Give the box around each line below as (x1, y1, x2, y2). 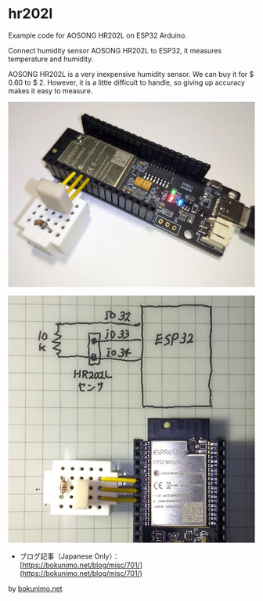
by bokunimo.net (8, 584, 63, 593)
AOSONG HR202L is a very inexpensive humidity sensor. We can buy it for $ (8, 69, 254, 78)
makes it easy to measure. (8, 86, 93, 95)
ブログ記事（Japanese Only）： (19, 551, 120, 561)
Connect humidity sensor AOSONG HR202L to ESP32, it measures (8, 46, 222, 55)
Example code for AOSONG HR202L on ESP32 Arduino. (8, 31, 188, 40)
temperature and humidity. (8, 54, 94, 64)
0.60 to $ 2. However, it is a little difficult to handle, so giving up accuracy (8, 78, 245, 87)
